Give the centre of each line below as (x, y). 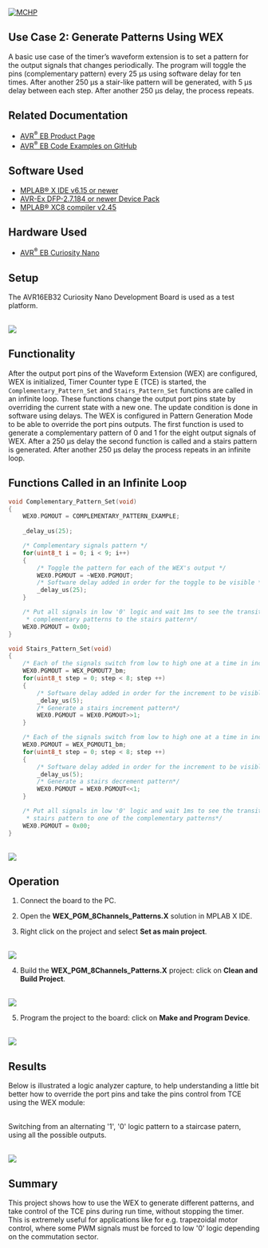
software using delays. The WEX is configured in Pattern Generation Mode (131, 416)
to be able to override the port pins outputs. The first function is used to (126, 424)
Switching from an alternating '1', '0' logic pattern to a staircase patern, (125, 1127)
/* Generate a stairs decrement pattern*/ (108, 782)
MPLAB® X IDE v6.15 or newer (69, 190)
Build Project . (43, 979)
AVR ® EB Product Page (57, 136)
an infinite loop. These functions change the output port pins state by (122, 398)
